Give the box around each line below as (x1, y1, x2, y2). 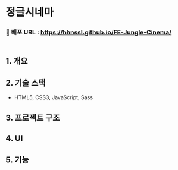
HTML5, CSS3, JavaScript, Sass (14, 94, 93, 101)
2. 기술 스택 (5, 78, 46, 88)
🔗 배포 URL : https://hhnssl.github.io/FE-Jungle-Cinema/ (5, 28, 172, 36)
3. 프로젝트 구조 (5, 112, 60, 122)
